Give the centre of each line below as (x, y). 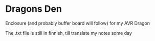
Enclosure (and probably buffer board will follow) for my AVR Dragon (77, 23)
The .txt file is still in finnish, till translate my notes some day (69, 33)
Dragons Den (34, 9)
